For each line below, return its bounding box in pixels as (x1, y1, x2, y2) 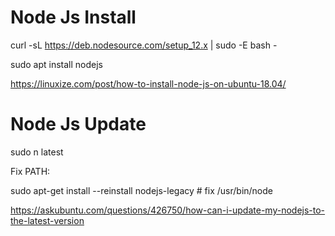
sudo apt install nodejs (10, 58, 103, 70)
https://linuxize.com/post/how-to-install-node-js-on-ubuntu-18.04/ (10, 77, 287, 90)
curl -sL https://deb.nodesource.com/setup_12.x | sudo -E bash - (10, 39, 278, 51)
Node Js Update (10, 113, 147, 136)
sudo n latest (10, 146, 64, 158)
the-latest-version (10, 214, 85, 226)
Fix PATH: (10, 165, 51, 177)
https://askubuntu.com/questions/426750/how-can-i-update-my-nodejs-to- (10, 204, 326, 216)
